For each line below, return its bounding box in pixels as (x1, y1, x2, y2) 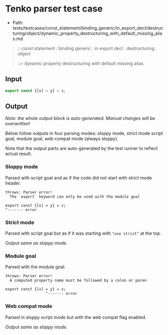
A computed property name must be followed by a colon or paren (10, 278, 147, 283)
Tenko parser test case (5, 3, 103, 15)
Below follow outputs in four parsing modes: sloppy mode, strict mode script (5, 130, 163, 136)
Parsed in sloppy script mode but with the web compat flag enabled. (5, 314, 146, 320)
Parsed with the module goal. (5, 264, 66, 270)
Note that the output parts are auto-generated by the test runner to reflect (5, 145, 158, 151)
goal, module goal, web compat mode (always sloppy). (5, 136, 119, 142)
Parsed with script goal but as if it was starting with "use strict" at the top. (5, 230, 161, 236)
